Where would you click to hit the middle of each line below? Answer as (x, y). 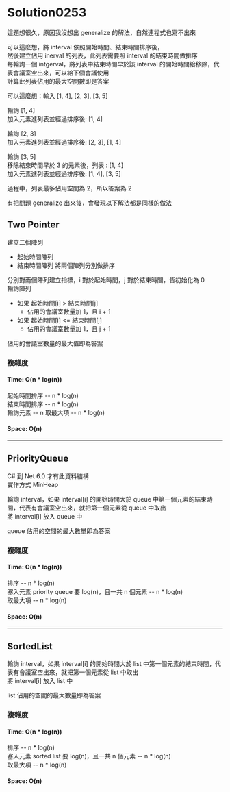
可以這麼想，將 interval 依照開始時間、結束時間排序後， (85, 47)
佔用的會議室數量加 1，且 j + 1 (69, 329)
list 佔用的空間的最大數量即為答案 (54, 695)
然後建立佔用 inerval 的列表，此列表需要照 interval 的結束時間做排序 (102, 55)
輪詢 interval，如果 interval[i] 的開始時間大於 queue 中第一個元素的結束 (107, 499)
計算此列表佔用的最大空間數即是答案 (58, 81)
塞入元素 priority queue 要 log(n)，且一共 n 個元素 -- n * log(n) (95, 592)
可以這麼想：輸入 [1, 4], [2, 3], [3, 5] (57, 96)
